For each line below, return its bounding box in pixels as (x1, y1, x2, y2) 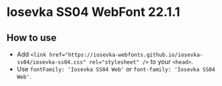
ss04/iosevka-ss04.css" (16, 59, 87, 66)
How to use (6, 32, 57, 44)
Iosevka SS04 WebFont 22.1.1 (6, 4, 181, 20)
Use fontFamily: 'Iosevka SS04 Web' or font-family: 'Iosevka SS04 (16, 65, 216, 73)
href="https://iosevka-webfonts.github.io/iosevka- (49, 51, 204, 58)
